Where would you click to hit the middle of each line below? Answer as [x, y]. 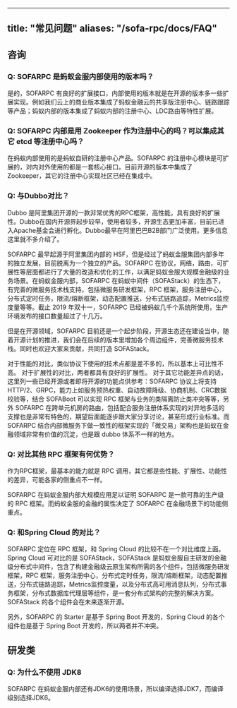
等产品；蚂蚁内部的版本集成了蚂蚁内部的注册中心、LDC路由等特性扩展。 [113, 111]
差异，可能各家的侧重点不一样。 [60, 479]
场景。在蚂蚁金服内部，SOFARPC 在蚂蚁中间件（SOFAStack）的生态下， [119, 280]
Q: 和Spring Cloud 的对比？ [54, 532]
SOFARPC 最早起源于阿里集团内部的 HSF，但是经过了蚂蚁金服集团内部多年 [116, 254]
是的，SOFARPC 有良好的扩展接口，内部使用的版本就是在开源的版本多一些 [115, 93]
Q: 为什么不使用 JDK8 [44, 672]
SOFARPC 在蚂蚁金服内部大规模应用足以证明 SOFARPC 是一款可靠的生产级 [116, 494]
